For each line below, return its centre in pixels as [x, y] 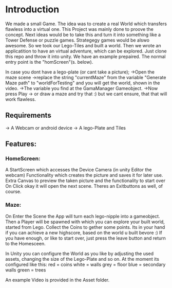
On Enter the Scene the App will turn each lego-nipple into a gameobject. [83, 216]
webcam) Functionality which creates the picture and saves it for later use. [84, 175]
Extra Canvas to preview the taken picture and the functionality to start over [85, 181]
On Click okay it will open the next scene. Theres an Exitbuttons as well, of [84, 186]
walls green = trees [26, 270]
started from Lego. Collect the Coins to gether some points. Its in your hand [85, 227]
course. [13, 192]
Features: [21, 144]
